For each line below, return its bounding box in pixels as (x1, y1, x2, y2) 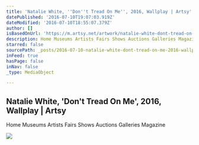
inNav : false (6, 63, 38, 70)
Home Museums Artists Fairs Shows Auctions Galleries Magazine (6, 121, 166, 128)
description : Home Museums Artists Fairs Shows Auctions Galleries (6, 36, 176, 42)
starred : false (6, 42, 44, 48)
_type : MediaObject (6, 69, 54, 75)
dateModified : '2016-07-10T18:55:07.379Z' (6, 20, 113, 25)
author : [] (6, 25, 33, 31)
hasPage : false (6, 58, 44, 64)
